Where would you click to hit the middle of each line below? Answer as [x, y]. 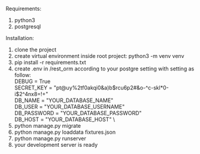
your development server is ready [56, 145]
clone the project [35, 50]
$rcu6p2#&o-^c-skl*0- [140, 88]
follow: [22, 75]
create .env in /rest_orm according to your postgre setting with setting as [104, 69]
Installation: [20, 38]
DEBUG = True [32, 81]
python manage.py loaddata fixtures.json [65, 132]
